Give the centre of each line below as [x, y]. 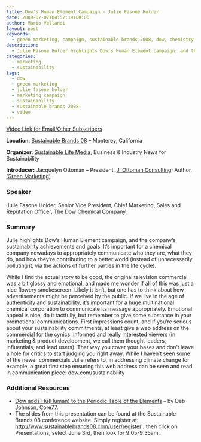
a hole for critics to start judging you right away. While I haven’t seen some [98, 353]
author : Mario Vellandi [36, 23]
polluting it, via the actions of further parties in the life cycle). [81, 265]
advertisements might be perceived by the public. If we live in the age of [95, 296]
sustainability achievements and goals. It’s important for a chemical [89, 246]
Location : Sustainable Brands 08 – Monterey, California [74, 141]
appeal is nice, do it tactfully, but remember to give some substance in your [99, 315]
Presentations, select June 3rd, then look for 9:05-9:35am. [87, 433]
